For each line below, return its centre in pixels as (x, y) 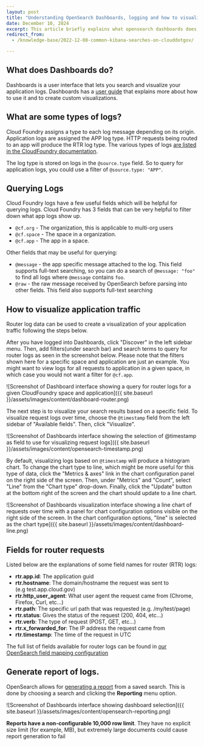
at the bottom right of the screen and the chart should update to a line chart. (102, 493)
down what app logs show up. (44, 216)
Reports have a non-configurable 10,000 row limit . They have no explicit (99, 723)
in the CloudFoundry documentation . (52, 151)
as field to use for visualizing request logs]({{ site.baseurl (78, 443)
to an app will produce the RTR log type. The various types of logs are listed (101, 144)
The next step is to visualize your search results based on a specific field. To (102, 411)
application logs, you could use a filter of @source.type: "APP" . (85, 169)
